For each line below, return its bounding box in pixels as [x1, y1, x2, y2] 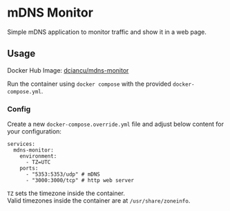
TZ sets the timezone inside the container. [7, 189, 126, 198]
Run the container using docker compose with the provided [7, 80, 171, 88]
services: [7, 140, 36, 148]
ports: [19, 165, 39, 172]
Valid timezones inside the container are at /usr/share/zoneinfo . [7, 196, 191, 205]
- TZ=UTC [25, 159, 51, 166]
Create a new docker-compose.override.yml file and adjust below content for [7, 120, 224, 129]
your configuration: [7, 127, 62, 136]
